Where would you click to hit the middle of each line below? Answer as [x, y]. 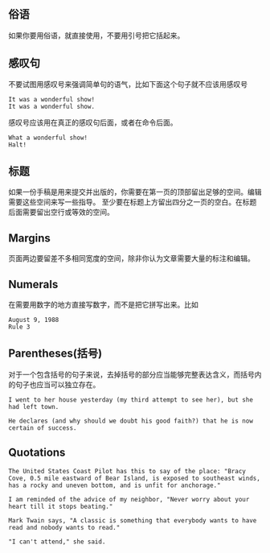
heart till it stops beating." [61, 506]
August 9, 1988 [34, 320]
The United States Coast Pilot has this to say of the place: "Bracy [127, 471]
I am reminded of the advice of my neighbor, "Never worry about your [129, 499]
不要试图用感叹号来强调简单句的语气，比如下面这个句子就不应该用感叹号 [128, 84]
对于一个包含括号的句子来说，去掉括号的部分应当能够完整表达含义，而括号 [131, 374]
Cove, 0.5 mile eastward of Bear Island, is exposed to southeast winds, [135, 478]
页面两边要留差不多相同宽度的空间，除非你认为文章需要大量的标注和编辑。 [131, 258]
